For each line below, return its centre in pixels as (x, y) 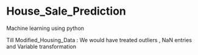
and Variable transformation (41, 46)
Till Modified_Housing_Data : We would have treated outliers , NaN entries (99, 40)
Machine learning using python (45, 28)
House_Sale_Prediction (66, 11)
